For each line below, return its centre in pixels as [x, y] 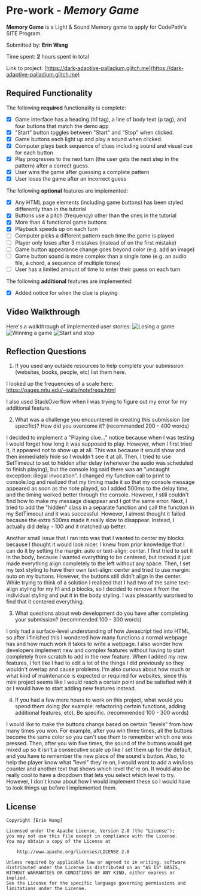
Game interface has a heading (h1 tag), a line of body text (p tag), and [100, 119]
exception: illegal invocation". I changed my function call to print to [88, 476]
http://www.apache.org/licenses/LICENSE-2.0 [73, 852]
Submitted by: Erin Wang [37, 45]
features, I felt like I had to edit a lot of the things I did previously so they [95, 663]
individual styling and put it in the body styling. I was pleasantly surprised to [100, 595]
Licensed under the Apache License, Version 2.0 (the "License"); [91, 831]
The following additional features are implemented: [69, 281]
